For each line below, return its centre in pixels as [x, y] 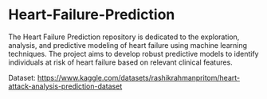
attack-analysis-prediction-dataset [65, 86]
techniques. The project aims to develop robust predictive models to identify [133, 53]
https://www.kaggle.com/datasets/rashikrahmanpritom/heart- [139, 77]
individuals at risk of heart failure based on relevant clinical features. [120, 62]
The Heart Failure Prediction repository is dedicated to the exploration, [124, 37]
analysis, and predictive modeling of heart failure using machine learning [128, 45]
